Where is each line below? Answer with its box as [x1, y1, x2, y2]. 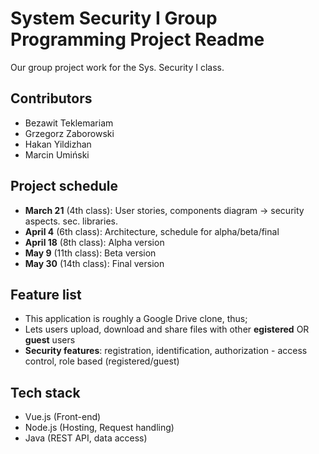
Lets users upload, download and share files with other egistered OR [24, 323, 310, 336]
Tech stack [10, 384, 81, 401]
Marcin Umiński [24, 148, 90, 161]
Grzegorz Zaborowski [24, 127, 115, 139]
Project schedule [10, 178, 118, 195]
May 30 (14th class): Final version [24, 257, 165, 269]
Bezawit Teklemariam [24, 117, 114, 129]
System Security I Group [10, 7, 218, 30]
